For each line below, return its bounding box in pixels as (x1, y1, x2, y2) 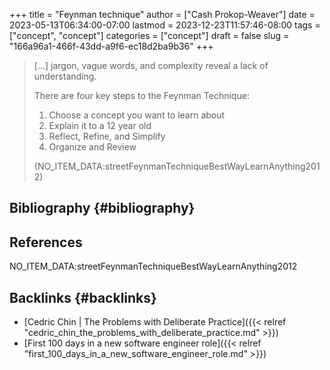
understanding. (33, 70, 97, 82)
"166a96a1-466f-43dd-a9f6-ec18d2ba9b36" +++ (9, 40, 214, 52)
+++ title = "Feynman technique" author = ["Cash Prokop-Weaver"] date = (9, 9, 316, 20)
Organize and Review (48, 141, 137, 153)
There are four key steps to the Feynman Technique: (33, 90, 250, 101)
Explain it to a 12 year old (48, 120, 152, 131)
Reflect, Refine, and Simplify (48, 130, 166, 142)
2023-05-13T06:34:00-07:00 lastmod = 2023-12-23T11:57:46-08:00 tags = (9, 19, 321, 31)
